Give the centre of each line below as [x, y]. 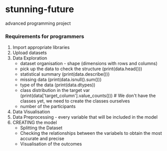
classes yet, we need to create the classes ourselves [75, 101]
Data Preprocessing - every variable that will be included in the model [85, 117]
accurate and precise [42, 139]
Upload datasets [30, 53]
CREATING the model [35, 123]
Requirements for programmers [45, 36]
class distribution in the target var [55, 90]
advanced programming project [38, 23]
